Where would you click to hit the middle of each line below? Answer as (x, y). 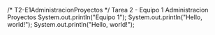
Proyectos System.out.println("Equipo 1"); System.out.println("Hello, (105, 17)
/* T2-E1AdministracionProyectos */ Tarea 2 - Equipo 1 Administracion (108, 10)
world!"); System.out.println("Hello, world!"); (71, 24)
